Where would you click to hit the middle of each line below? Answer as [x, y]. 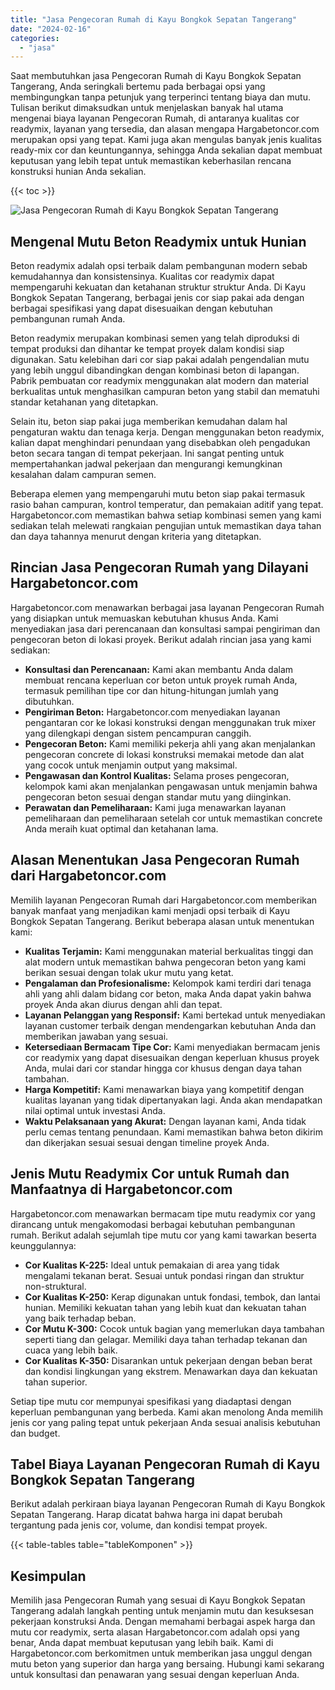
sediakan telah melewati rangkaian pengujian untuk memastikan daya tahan [166, 526]
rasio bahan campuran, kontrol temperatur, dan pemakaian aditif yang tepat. [167, 505]
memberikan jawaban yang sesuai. [96, 1036]
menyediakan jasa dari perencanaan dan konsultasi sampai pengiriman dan [165, 628]
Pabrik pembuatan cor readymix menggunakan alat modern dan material [159, 381]
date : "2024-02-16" [51, 29]
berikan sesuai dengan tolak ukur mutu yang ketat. [129, 972]
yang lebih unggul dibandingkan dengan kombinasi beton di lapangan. [155, 370]
